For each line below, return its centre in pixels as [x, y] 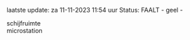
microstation [25, 31]
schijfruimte [24, 23]
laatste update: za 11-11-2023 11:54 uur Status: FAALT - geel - [95, 10]
